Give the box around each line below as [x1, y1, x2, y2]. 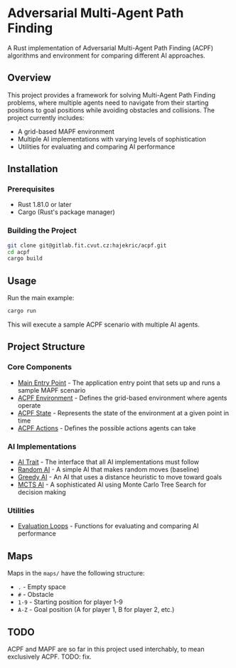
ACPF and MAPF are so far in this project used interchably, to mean [7, 645, 205, 653]
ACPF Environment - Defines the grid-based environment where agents [17, 393, 227, 402]
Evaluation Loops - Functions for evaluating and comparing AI [17, 521, 199, 531]
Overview [7, 72, 52, 84]
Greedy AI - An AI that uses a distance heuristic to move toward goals [17, 473, 222, 482]
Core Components [7, 362, 73, 372]
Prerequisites [7, 184, 55, 194]
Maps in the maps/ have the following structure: [7, 569, 145, 578]
